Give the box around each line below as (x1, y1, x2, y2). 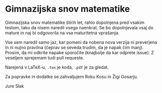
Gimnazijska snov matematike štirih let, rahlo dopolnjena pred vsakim (5, 19, 145, 25)
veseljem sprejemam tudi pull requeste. (5, 55, 85, 60)
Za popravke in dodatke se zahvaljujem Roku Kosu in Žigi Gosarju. (5, 74, 139, 79)
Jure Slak (5, 83, 24, 89)
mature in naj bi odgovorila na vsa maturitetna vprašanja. (5, 30, 120, 36)
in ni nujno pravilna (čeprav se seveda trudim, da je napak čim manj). (5, 44, 144, 50)
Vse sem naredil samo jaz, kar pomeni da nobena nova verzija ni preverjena (5, 39, 158, 45)
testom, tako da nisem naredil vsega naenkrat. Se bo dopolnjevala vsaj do (5, 24, 154, 30)
